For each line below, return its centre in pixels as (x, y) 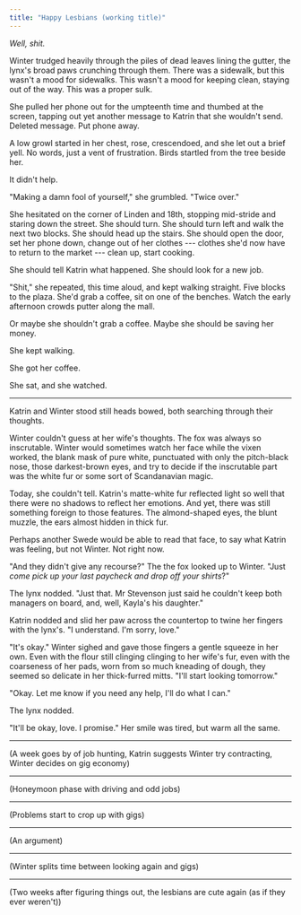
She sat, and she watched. (58, 385)
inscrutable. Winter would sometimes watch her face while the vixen (135, 447)
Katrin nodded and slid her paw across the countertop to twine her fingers (146, 620)
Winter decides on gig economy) (69, 762)
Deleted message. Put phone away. (75, 126)
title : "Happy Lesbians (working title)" (88, 17)
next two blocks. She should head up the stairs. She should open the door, (147, 233)
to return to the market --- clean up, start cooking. (102, 252)
